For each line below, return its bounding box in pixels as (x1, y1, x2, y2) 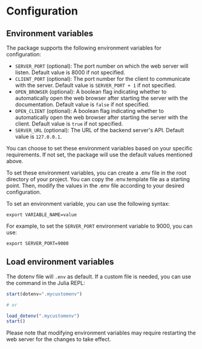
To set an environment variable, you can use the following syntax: (6, 200, 170, 207)
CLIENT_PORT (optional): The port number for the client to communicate (15, 75, 191, 82)
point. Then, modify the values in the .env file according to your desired (6, 182, 184, 189)
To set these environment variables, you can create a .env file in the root (6, 169, 187, 176)
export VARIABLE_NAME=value (6, 212, 77, 218)
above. (6, 158, 24, 164)
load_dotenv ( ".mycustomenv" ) (6, 313, 80, 319)
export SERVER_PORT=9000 (6, 240, 69, 246)
